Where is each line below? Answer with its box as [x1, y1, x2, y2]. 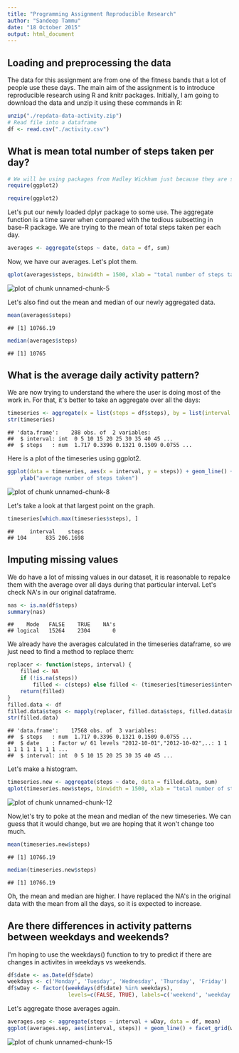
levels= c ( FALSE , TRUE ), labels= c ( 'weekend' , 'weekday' [68, 992, 234, 999]
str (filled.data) [7, 715, 59, 722]
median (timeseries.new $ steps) [7, 866, 97, 873]
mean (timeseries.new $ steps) [7, 841, 91, 848]
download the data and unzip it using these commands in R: [7, 99, 183, 107]
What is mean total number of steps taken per [7, 146, 215, 158]
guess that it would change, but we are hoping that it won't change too [7, 820, 215, 828]
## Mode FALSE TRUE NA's [7, 621, 116, 628]
